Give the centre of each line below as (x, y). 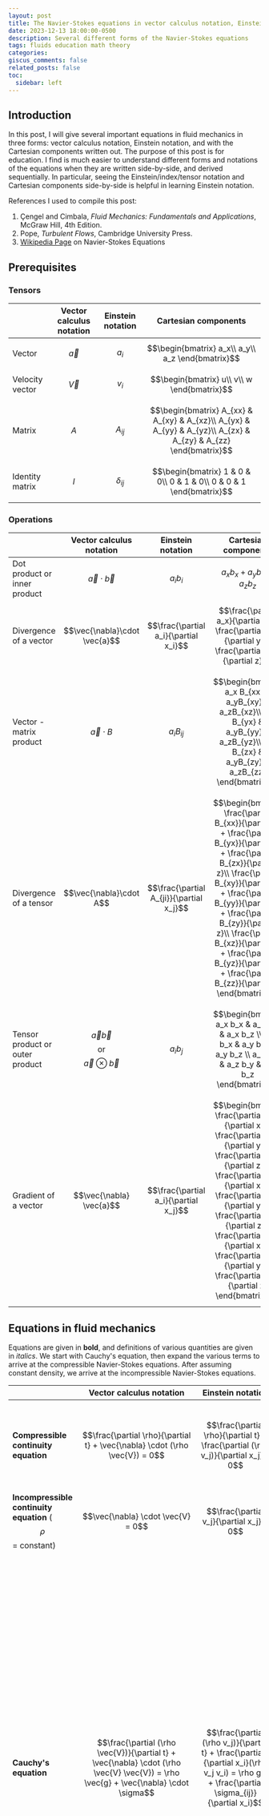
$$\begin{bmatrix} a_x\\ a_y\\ (201, 348)
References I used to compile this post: (73, 201)
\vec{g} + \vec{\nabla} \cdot (137, 1783)
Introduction (40, 115)
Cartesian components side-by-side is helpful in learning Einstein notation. (131, 186)
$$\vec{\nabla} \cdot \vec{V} (137, 1516)
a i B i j (176, 732)
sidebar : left (39, 83)
